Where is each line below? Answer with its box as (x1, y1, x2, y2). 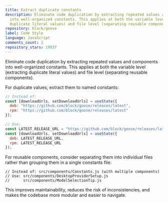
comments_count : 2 (5, 40, 43, 45)
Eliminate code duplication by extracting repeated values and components (5, 58, 158, 64)
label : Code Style (5, 31, 43, 36)
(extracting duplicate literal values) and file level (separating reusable (5, 69, 147, 75)
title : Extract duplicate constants (5, 7, 81, 13)
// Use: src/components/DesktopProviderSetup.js (5, 174, 108, 179)
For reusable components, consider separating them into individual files (5, 154, 153, 160)
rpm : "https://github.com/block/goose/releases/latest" (9, 108, 128, 113)
